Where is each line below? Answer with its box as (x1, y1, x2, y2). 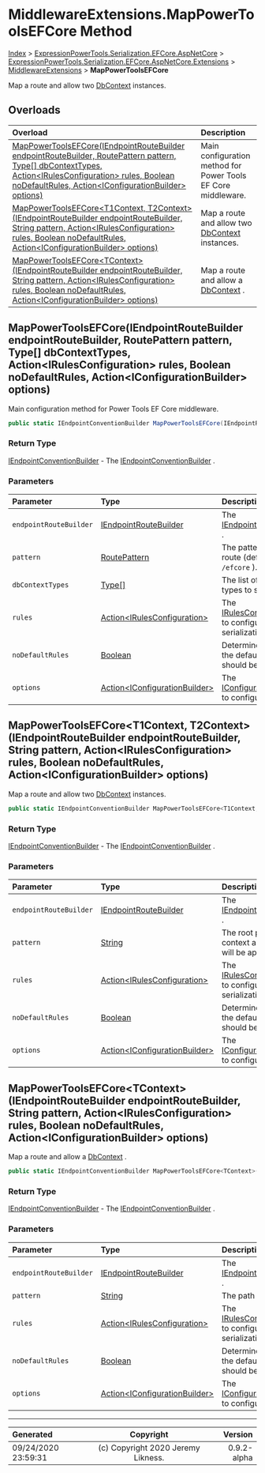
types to (221, 585, 252, 596)
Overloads (8, 104, 61, 117)
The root (221, 927, 254, 938)
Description (200, 126, 246, 138)
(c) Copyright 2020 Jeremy (98, 1442, 200, 1453)
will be (221, 947, 246, 958)
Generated (12, 1429, 53, 1440)
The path (221, 1290, 255, 1301)
